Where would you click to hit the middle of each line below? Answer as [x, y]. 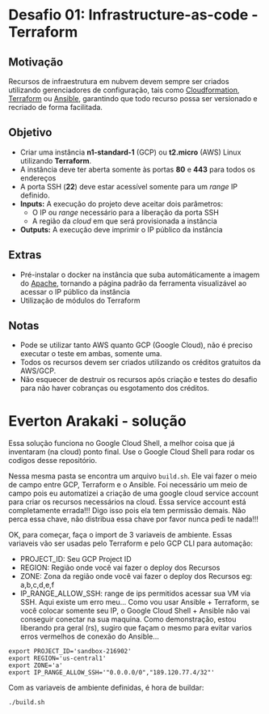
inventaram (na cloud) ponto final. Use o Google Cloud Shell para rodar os [132, 452]
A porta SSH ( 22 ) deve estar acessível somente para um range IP [129, 186]
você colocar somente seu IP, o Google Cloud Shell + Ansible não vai [135, 611]
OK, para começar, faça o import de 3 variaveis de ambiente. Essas [120, 535]
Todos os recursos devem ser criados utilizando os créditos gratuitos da [140, 363]
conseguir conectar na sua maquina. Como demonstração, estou [128, 619]
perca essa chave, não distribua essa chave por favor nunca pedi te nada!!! [133, 519]
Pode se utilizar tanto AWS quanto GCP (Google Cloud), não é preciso [136, 345]
